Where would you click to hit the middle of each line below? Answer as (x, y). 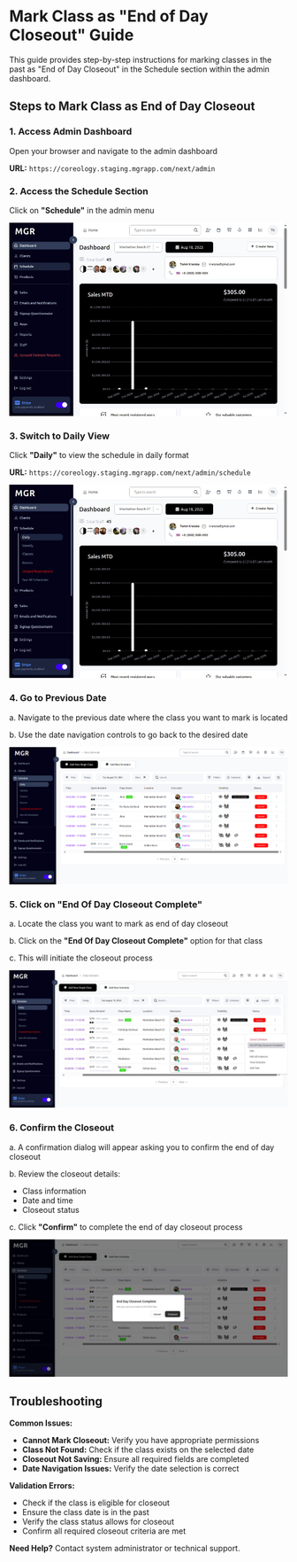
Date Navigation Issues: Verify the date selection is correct (130, 1468)
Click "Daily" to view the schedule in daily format (99, 455)
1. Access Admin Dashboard (71, 132)
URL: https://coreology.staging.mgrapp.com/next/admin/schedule (130, 472)
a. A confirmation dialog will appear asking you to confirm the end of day (142, 1147)
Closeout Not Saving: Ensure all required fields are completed (135, 1458)
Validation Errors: (42, 1485)
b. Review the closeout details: (65, 1173)
